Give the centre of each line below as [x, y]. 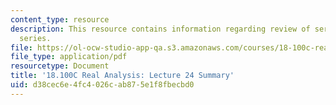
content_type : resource [60, 19]
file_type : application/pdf [69, 57]
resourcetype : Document [60, 66]
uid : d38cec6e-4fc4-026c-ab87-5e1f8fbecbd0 [102, 85]
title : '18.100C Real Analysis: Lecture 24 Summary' [122, 76]
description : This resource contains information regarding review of [160, 29]
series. [35, 38]
